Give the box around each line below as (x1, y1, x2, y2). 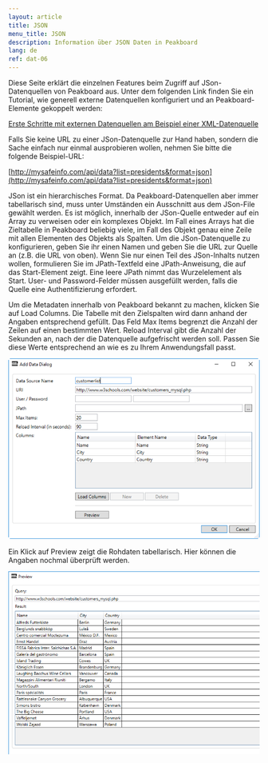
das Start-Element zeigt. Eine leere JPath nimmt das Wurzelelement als (8, 268, 242, 277)
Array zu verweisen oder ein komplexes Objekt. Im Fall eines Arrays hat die (8, 217, 255, 226)
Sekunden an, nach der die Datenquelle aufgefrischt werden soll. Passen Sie (8, 334, 260, 343)
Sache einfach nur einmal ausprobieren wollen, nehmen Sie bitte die (8, 143, 232, 152)
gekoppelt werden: (41, 104, 103, 113)
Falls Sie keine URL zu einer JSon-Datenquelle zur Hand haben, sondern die (8, 134, 258, 144)
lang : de (8, 46, 37, 55)
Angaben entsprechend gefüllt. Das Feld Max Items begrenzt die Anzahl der (8, 317, 258, 326)
